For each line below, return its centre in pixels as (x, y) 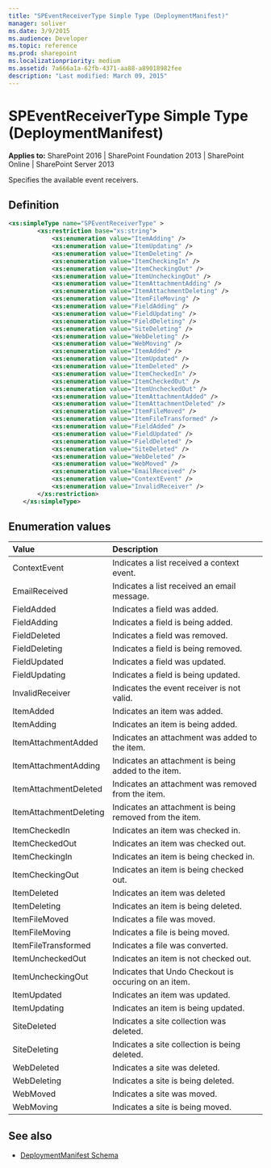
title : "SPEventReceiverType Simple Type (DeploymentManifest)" (119, 16)
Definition (33, 205)
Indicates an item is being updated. (179, 1008)
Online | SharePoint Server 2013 (61, 164)
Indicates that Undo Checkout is (173, 972)
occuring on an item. (151, 982)
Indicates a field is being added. (173, 623)
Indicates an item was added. (168, 712)
